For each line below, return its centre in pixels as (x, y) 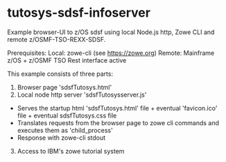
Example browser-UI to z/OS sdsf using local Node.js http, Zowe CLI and (111, 32)
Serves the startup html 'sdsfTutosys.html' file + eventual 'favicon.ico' (117, 108)
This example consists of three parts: (60, 74)
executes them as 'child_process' (65, 130)
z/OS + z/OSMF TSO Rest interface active (67, 60)
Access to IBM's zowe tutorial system (71, 151)
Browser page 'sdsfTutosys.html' (64, 87)
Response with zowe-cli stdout (61, 138)
